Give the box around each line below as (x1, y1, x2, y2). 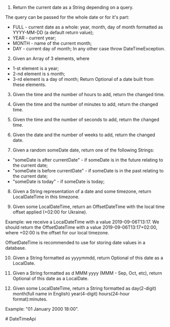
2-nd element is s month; (12, 71, 65, 77)
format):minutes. (12, 296, 48, 302)
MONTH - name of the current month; (12, 40, 92, 46)
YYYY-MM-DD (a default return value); (12, 29, 94, 35)
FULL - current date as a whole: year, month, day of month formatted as (12, 24, 163, 30)
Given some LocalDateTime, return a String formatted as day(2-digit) (12, 285, 156, 291)
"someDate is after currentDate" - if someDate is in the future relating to (12, 157, 163, 163)
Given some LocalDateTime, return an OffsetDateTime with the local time (12, 203, 165, 210)
